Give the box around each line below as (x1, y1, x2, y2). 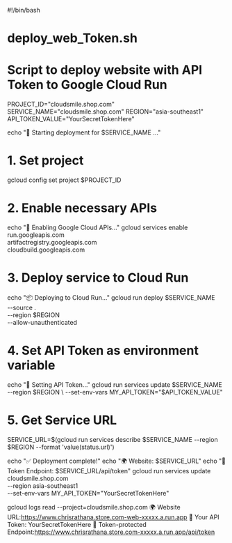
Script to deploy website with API (7, 62, 203, 78)
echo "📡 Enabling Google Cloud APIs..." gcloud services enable (7, 223, 188, 231)
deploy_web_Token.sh (7, 31, 138, 46)
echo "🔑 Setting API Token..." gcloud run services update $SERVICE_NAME (7, 380, 222, 389)
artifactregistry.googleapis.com (7, 238, 97, 246)
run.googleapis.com (7, 231, 65, 239)
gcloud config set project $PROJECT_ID (7, 176, 122, 184)
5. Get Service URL (7, 413, 117, 428)
